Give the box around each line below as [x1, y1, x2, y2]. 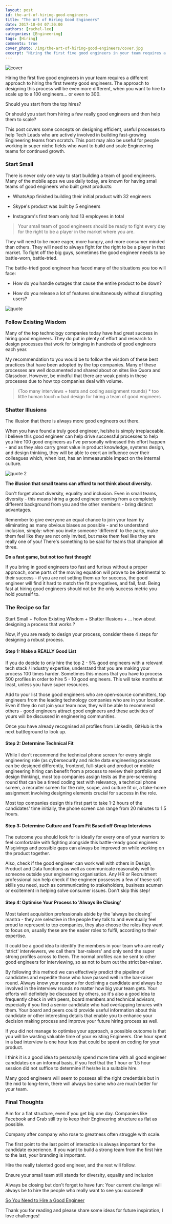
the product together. [5, 850, 50, 857]
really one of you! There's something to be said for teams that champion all [5, 538, 164, 545]
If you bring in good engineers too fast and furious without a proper [5, 564, 147, 570]
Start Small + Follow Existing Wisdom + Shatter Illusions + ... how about [5, 615, 156, 621]
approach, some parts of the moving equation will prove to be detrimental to [5, 569, 166, 575]
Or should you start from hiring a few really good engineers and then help [5, 111, 160, 117]
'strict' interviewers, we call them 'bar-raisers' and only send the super [5, 948, 155, 954]
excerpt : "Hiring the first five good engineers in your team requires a [5, 50, 166, 55]
